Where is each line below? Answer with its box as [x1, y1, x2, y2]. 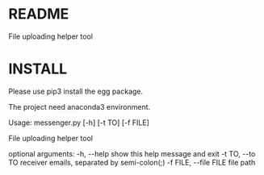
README [8, 5, 69, 23]
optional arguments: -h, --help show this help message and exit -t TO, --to [8, 148, 256, 158]
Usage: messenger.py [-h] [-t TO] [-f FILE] [8, 118, 149, 127]
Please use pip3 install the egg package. [8, 86, 144, 96]
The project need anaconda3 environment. [8, 102, 151, 111]
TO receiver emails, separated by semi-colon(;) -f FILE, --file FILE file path [8, 157, 256, 167]
